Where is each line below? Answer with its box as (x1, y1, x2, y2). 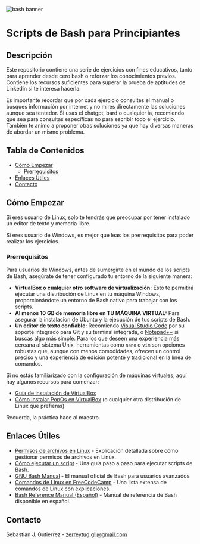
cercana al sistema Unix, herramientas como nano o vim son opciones (14, 341, 185, 348)
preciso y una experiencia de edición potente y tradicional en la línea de (14, 354, 192, 361)
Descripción (6, 50, 52, 60)
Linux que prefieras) (14, 402, 65, 409)
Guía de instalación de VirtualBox (14, 390, 96, 397)
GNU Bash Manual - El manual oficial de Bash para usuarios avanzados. (14, 472, 192, 480)
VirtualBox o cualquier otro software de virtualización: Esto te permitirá (14, 284, 194, 291)
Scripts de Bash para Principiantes (6, 27, 180, 40)
